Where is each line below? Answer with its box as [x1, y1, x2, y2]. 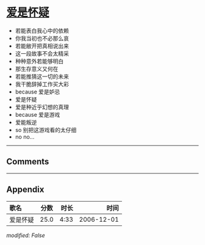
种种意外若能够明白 [15, 57, 64, 65]
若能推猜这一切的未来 [15, 73, 69, 80]
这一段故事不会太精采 [15, 49, 69, 57]
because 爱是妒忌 [15, 88, 60, 95]
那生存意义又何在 [15, 65, 59, 72]
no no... [15, 133, 35, 141]
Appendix [6, 185, 45, 195]
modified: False [6, 232, 46, 239]
